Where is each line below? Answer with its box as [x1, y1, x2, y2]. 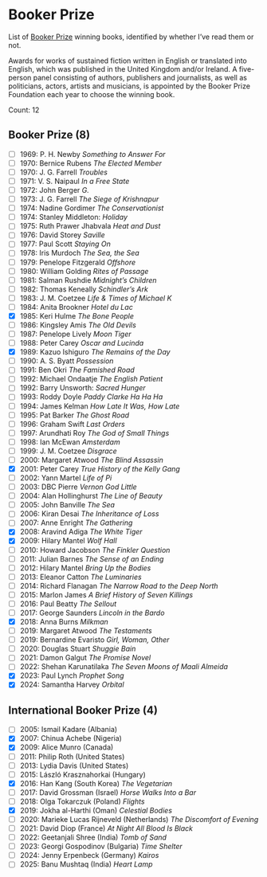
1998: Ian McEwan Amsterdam [19, 437, 121, 447]
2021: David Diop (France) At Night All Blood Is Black [19, 824, 194, 833]
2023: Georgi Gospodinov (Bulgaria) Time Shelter [19, 842, 183, 852]
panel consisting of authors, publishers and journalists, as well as [33, 72, 247, 82]
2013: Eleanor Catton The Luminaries [19, 572, 142, 581]
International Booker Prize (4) [8, 703, 158, 717]
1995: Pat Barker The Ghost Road [19, 410, 130, 420]
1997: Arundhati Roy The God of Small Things [19, 428, 170, 437]
